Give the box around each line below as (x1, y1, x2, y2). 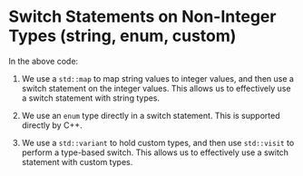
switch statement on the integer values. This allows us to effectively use (21, 83, 291, 93)
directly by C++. (21, 120, 83, 131)
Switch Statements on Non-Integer (8, 6, 277, 27)
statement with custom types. (21, 156, 133, 167)
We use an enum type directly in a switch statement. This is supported (21, 110, 280, 121)
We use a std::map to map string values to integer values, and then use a (21, 73, 294, 83)
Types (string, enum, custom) (8, 25, 237, 46)
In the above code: (8, 55, 79, 66)
